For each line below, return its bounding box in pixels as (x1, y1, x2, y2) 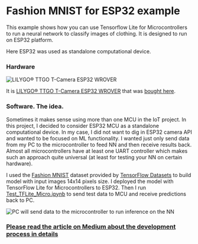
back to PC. (6, 197, 35, 204)
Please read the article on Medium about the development (6, 223, 176, 231)
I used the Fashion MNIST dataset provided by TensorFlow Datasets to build (6, 171, 191, 178)
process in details (6, 230, 59, 238)
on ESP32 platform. (6, 36, 54, 43)
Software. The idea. (6, 102, 64, 111)
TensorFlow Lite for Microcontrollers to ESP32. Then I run (6, 184, 147, 191)
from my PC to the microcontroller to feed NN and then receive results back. (6, 141, 192, 148)
